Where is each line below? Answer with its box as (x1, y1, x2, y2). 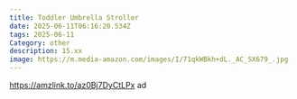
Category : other (9, 38, 70, 48)
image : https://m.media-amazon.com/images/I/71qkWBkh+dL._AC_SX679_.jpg (9, 55, 289, 64)
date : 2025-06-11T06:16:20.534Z (9, 22, 131, 31)
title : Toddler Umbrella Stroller (9, 13, 140, 22)
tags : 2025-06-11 (9, 30, 75, 39)
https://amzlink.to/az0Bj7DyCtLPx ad (9, 80, 147, 90)
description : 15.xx (9, 47, 83, 56)
